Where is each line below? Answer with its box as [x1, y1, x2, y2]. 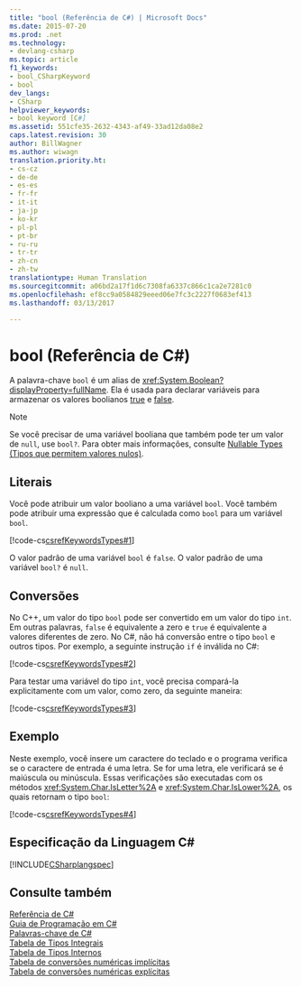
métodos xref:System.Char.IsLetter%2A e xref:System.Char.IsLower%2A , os [9, 781, 293, 792]
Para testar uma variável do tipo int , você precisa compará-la [9, 676, 239, 687]
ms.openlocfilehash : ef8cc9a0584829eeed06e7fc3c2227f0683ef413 [9, 290, 252, 299]
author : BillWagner [9, 139, 83, 148]
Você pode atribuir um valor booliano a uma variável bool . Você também [9, 498, 278, 510]
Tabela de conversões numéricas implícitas [9, 957, 170, 968]
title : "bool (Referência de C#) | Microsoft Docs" [9, 13, 207, 23]
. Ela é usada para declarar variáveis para [106, 384, 260, 395]
